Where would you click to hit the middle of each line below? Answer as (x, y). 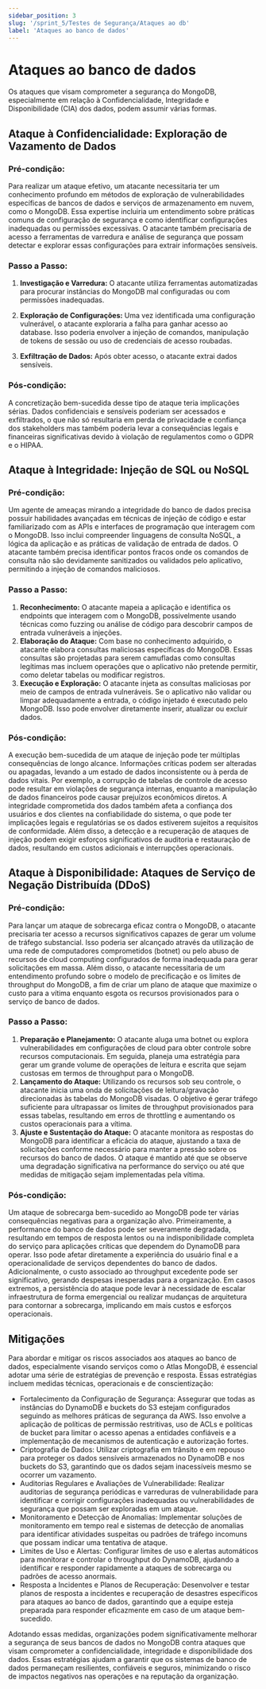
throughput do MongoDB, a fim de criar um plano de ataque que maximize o (133, 984)
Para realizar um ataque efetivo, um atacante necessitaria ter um (114, 186)
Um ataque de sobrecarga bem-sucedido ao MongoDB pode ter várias (124, 1212)
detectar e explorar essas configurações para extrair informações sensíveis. (133, 245)
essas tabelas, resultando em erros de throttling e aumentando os (127, 1115)
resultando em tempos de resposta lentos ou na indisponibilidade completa (131, 1238)
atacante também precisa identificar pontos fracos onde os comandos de (128, 552)
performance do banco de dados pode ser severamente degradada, (120, 1229)
